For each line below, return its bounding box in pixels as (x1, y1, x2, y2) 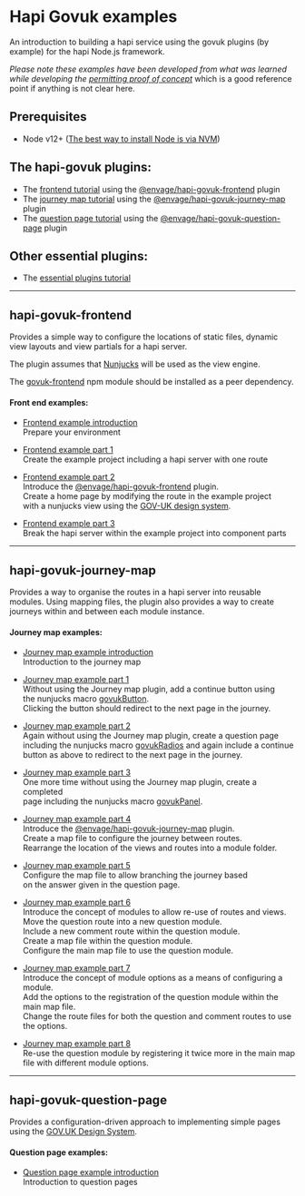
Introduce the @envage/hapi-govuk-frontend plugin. (22, 481, 220, 492)
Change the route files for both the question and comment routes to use (22, 1011, 292, 1022)
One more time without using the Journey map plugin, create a (22, 777, 257, 788)
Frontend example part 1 (22, 445, 113, 456)
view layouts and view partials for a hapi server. (9, 341, 188, 352)
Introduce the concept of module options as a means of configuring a (22, 973, 283, 984)
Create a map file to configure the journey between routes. (22, 833, 242, 844)
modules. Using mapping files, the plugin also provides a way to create (9, 596, 275, 607)
